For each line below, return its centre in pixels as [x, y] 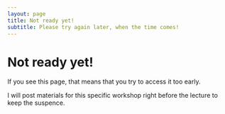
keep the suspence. [36, 103]
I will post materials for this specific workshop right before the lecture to [113, 96]
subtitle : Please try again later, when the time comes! [93, 27]
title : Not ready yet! [41, 21]
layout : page [27, 14]
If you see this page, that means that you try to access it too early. [104, 81]
